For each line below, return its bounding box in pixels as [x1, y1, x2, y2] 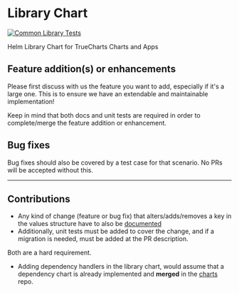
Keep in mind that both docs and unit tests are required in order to [7, 110, 201, 119]
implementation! [7, 97, 55, 106]
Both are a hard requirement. [7, 248, 92, 257]
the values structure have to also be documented [17, 220, 162, 228]
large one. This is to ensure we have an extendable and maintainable [7, 89, 208, 98]
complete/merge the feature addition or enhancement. [7, 118, 167, 127]
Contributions [7, 192, 70, 205]
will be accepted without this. [7, 165, 94, 174]
